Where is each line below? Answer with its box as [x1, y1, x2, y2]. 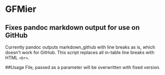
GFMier [5, 3, 36, 15]
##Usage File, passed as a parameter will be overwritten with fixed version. [5, 65, 161, 70]
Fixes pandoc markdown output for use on [5, 23, 140, 32]
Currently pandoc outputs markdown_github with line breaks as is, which [5, 44, 155, 50]
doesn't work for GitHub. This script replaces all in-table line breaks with [5, 50, 154, 55]
